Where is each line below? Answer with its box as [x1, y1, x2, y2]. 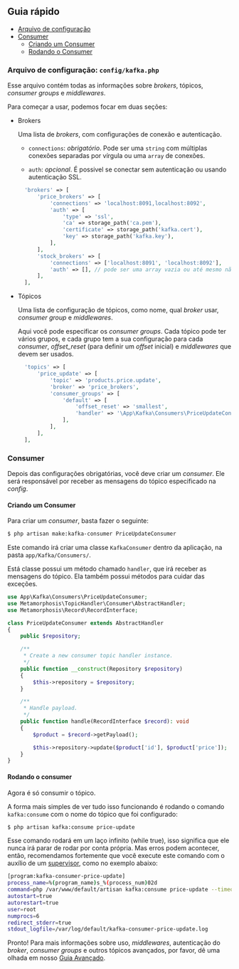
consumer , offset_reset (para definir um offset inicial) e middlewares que [17, 342, 232, 351]
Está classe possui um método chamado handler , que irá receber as [7, 565, 207, 573]
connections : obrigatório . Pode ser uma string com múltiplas [28, 144, 208, 152]
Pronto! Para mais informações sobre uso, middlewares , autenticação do [7, 938, 221, 947]
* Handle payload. [23, 704, 78, 712]
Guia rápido [7, 6, 60, 18]
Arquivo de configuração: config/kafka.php [7, 65, 159, 75]
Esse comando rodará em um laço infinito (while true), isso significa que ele [7, 836, 230, 845]
